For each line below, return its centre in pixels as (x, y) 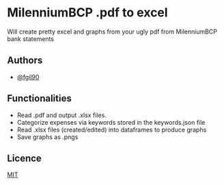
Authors (25, 61)
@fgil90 (28, 77)
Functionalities (39, 98)
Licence (25, 158)
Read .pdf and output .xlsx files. (62, 115)
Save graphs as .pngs (47, 137)
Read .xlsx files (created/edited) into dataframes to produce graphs (112, 129)
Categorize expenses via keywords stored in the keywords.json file (111, 122)
